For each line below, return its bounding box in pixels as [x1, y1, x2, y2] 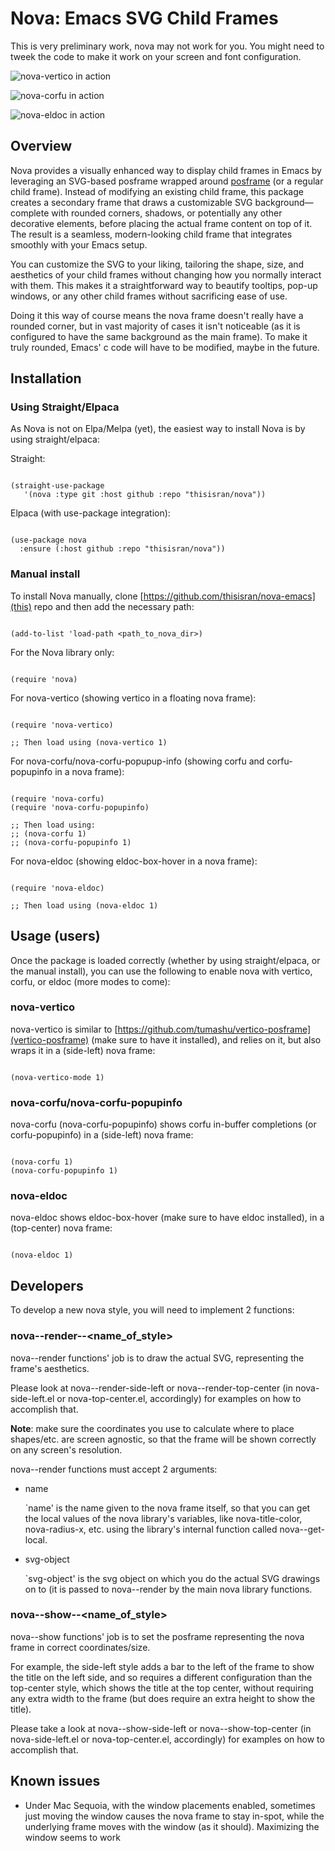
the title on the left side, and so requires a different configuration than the [10, 1671, 313, 1683]
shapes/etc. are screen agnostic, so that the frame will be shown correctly [10, 1433, 317, 1445]
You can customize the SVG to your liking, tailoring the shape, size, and [10, 258, 305, 270]
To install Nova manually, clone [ [10, 590, 144, 602]
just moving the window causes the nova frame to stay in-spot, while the [24, 1810, 325, 1822]
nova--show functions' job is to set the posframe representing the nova [10, 1630, 305, 1642]
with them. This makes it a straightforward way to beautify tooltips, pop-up [10, 279, 318, 291]
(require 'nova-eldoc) [10, 883, 105, 893]
